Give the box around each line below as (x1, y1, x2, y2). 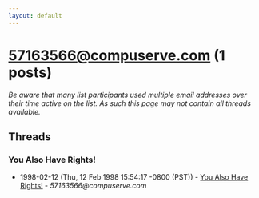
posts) (8, 63, 52, 81)
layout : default (8, 11, 62, 20)
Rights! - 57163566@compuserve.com (19, 181, 147, 191)
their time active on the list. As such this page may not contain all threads (8, 98, 252, 108)
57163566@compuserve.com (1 (8, 46, 225, 64)
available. (8, 107, 42, 116)
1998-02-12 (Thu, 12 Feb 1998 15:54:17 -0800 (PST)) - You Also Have (19, 172, 249, 182)
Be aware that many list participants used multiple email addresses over (8, 90, 248, 99)
